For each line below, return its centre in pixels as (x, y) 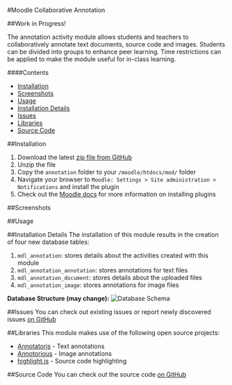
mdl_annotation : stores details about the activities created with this (113, 255)
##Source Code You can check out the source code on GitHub (97, 374)
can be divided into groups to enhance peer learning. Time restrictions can (114, 52)
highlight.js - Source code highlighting (72, 361)
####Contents (28, 73)
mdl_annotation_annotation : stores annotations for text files (102, 270)
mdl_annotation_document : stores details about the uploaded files (110, 278)
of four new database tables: (48, 242)
